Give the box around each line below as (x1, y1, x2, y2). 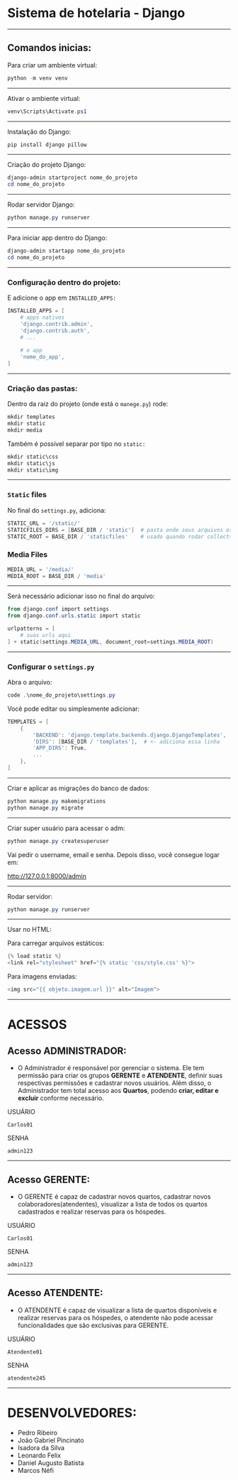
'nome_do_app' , (20, 354, 65, 361)
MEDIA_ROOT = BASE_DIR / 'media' (7, 572, 106, 580)
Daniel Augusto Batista (17, 1458, 84, 1467)
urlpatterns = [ (7, 625, 55, 633)
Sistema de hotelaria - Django (7, 5, 186, 21)
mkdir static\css (7, 453, 59, 460)
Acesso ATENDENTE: (7, 1287, 103, 1299)
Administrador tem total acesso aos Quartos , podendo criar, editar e (17, 1087, 219, 1095)
